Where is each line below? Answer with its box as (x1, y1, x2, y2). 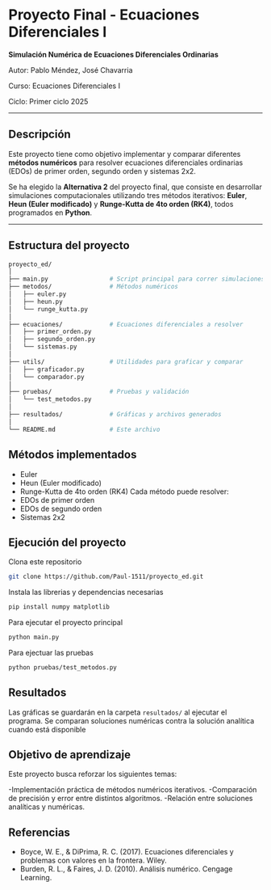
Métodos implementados (8, 448, 137, 462)
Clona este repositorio (8, 557, 82, 567)
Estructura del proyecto (8, 238, 131, 252)
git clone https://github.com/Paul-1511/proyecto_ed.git (8, 572, 204, 581)
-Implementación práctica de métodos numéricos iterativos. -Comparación (8, 785, 257, 795)
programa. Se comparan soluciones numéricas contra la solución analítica (8, 715, 255, 725)
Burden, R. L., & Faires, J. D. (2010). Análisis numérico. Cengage (19, 864, 233, 874)
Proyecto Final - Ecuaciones (8, 6, 200, 24)
